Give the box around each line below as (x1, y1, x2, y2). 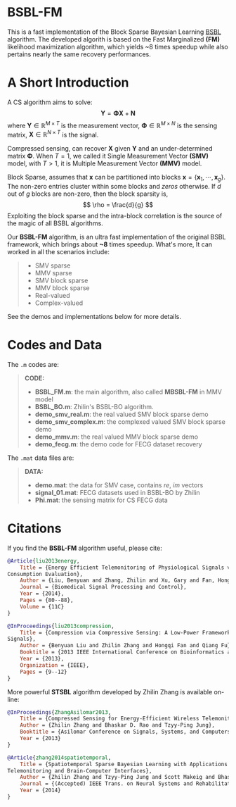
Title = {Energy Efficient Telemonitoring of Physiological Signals (20, 564, 225, 571)
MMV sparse (34, 268, 72, 277)
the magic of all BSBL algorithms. (7, 219, 103, 227)
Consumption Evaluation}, (7, 570, 83, 577)
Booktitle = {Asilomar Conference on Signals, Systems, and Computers (20, 728, 231, 736)
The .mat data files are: (7, 453, 74, 462)
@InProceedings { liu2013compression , (7, 623, 114, 630)
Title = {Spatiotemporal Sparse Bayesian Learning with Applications (20, 761, 228, 768)
